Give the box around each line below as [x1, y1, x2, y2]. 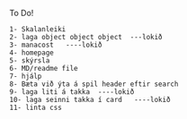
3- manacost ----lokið [9, 40, 102, 49]
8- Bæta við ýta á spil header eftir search [9, 80, 179, 89]
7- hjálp [9, 72, 42, 81]
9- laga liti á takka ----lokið [9, 88, 135, 97]
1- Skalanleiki [9, 25, 67, 34]
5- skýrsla [9, 56, 50, 65]
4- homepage [9, 48, 54, 57]
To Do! [9, 8, 34, 18]
